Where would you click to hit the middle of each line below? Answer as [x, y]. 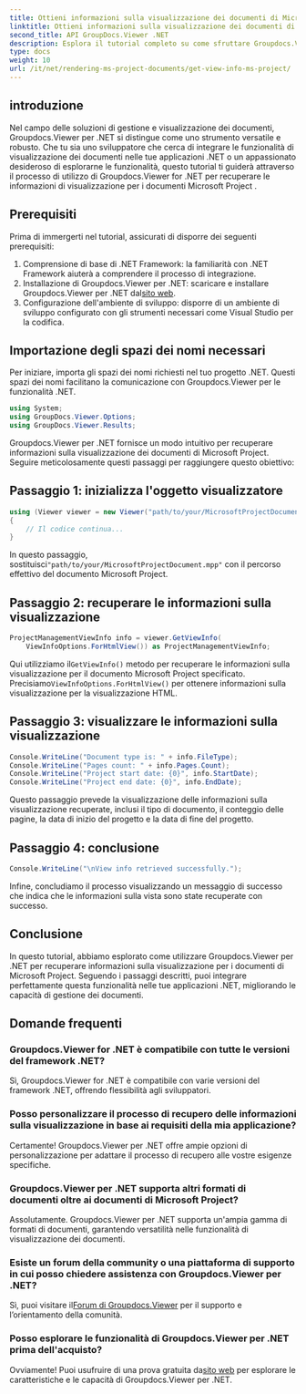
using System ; [36, 408]
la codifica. [43, 322]
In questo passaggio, [49, 555]
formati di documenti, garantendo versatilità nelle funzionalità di [129, 1229]
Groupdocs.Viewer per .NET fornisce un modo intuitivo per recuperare [141, 442]
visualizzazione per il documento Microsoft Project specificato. [127, 673]
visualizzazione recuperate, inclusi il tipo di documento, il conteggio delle [147, 810]
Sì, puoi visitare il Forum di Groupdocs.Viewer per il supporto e [126, 1306]
